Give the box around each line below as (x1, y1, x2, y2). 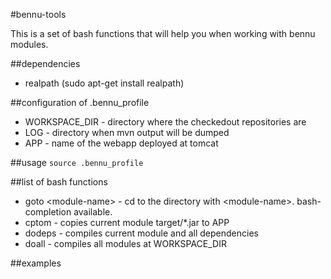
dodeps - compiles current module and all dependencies (24, 227, 259, 239)
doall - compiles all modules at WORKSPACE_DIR (24, 238, 227, 249)
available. (73, 206, 113, 218)
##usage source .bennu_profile (10, 157, 144, 168)
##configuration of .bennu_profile (10, 97, 150, 108)
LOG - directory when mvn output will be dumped (24, 127, 230, 138)
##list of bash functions (10, 176, 108, 188)
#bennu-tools (10, 9, 67, 20)
